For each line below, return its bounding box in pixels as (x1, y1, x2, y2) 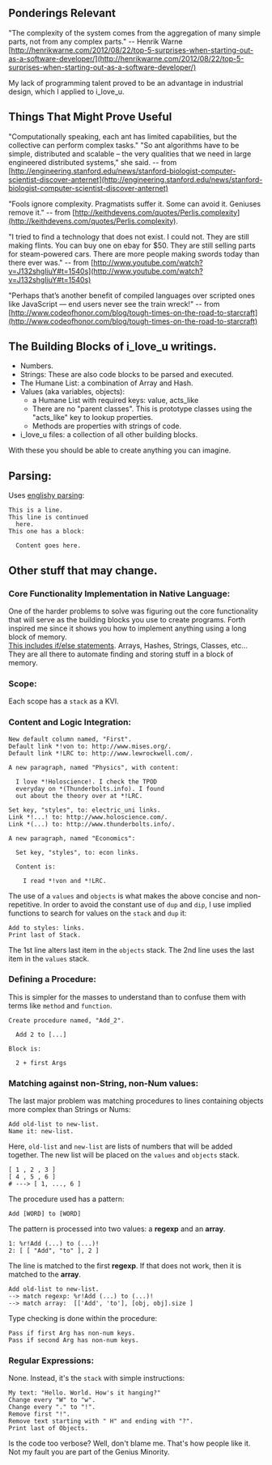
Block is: (8, 1044, 42, 1053)
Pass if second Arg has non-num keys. (8, 1336, 139, 1344)
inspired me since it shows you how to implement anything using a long (8, 623, 247, 633)
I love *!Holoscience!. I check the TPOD (15, 777, 158, 786)
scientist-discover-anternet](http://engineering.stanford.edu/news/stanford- (8, 174, 263, 185)
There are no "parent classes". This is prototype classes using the (32, 404, 253, 414)
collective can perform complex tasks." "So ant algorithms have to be (8, 140, 240, 150)
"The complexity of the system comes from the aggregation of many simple (8, 28, 261, 37)
